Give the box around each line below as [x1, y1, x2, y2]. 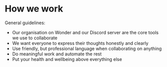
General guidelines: [5, 20, 46, 26]
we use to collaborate [12, 35, 58, 41]
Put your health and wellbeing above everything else [12, 56, 122, 62]
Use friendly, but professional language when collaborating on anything [12, 45, 162, 51]
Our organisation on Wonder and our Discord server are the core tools [12, 29, 159, 35]
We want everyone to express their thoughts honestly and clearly [12, 40, 149, 46]
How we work [5, 3, 63, 15]
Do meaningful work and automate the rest [12, 51, 102, 57]
